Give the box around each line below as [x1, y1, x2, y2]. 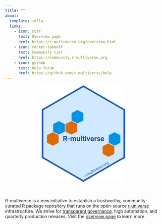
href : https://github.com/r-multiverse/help [18, 71, 112, 76]
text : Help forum [18, 65, 54, 70]
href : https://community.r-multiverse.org [18, 55, 108, 60]
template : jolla [9, 18, 43, 23]
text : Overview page [18, 34, 61, 39]
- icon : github [14, 60, 46, 65]
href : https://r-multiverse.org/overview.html [18, 40, 116, 45]
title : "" [5, 8, 26, 13]
